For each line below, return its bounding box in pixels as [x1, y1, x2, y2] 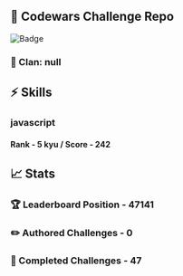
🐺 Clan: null [10, 55, 62, 68]
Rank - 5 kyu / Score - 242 [10, 138, 111, 149]
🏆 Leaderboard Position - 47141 [10, 198, 155, 211]
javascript [10, 117, 56, 129]
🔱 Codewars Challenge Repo [10, 9, 175, 24]
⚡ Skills [10, 85, 53, 100]
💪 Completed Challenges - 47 [10, 254, 142, 267]
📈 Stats [10, 167, 56, 182]
